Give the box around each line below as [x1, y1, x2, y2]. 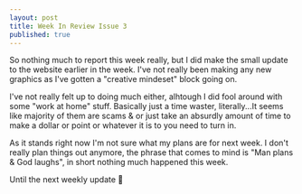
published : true [9, 30, 71, 39]
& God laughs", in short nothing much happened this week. [9, 157, 229, 168]
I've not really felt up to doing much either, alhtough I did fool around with [9, 91, 283, 102]
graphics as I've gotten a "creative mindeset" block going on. [9, 74, 238, 85]
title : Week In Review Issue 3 [9, 22, 127, 31]
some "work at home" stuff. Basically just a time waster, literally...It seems [9, 101, 284, 112]
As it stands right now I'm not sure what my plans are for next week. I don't [9, 137, 289, 149]
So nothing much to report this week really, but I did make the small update [9, 55, 288, 66]
